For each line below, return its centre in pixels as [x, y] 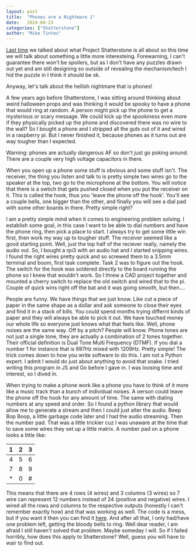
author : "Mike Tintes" [34, 33]
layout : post [22, 11]
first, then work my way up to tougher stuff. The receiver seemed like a [92, 238]
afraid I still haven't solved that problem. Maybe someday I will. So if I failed [97, 530]
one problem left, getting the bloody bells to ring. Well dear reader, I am [92, 524]
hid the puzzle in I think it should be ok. [53, 75]
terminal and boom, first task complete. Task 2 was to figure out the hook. [95, 263]
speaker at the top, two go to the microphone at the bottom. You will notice [96, 183]
